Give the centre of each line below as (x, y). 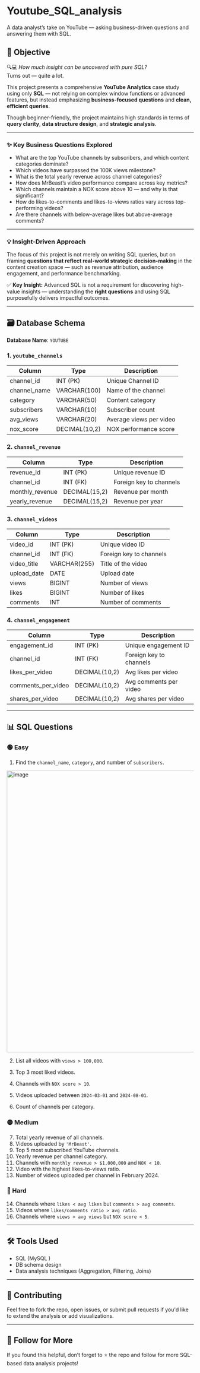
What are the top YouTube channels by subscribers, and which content (102, 158)
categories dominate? (42, 164)
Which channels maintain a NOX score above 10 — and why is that (96, 189)
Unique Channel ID (133, 381)
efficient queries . (28, 106)
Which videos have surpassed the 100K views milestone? (85, 170)
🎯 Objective (28, 53)
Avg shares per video (155, 699)
